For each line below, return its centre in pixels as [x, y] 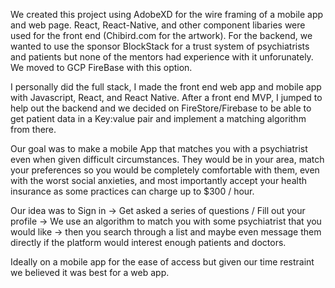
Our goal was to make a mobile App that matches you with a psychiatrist [159, 148]
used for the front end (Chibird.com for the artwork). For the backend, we [161, 35]
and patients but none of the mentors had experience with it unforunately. [162, 57]
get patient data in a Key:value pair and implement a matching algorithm [158, 118]
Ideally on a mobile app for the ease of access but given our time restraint [162, 262]
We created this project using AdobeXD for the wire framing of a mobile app [167, 14]
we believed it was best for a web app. [90, 272]
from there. [33, 129]
